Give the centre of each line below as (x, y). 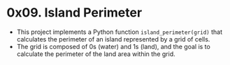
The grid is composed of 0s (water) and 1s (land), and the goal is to (113, 46)
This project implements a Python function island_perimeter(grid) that (120, 32)
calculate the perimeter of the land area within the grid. (96, 54)
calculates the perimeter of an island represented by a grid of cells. (113, 39)
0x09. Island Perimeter (74, 13)
